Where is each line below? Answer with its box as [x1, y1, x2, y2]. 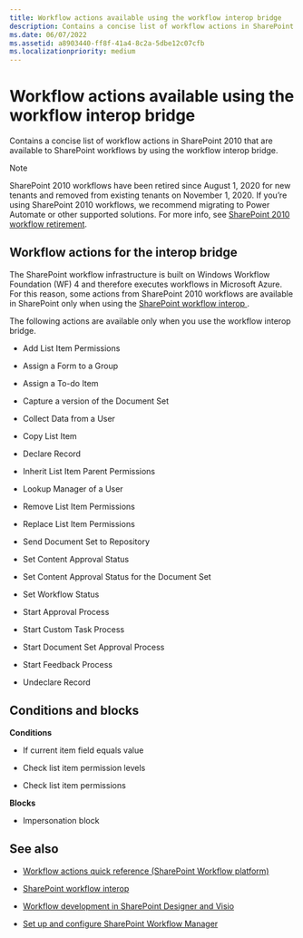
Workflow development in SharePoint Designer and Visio [22, 900, 234, 912]
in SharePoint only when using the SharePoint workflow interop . [9, 298, 250, 308]
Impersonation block [22, 815, 100, 826]
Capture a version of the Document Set [22, 396, 170, 406]
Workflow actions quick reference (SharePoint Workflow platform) [22, 865, 269, 876]
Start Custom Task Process [22, 623, 125, 635]
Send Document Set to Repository [22, 536, 151, 547]
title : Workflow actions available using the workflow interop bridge [9, 13, 282, 23]
